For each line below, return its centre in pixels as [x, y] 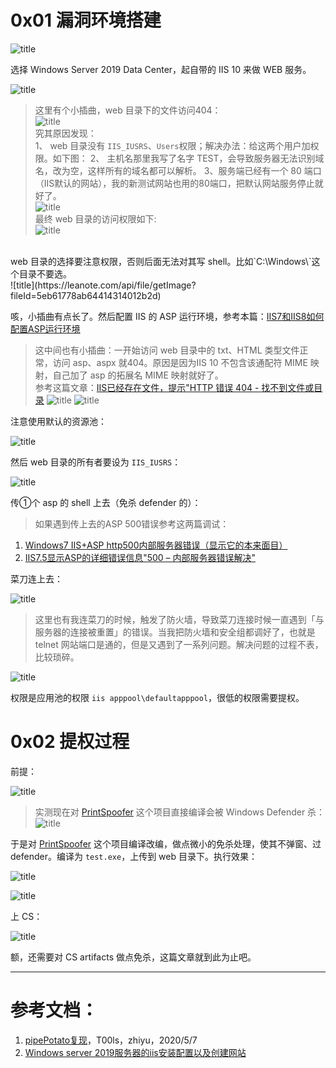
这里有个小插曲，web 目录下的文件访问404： [128, 110]
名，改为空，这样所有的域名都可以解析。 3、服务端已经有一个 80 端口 [178, 170]
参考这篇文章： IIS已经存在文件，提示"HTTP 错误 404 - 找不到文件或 [174, 387]
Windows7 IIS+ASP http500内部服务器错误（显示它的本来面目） [156, 545]
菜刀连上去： [36, 578]
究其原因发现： [65, 133]
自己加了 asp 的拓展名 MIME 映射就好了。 [138, 375]
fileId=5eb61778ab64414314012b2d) [86, 295]
